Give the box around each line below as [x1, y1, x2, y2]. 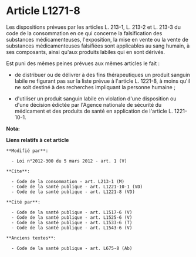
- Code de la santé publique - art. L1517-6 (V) [11, 209, 133, 215]
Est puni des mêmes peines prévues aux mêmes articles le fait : [6, 60, 160, 67]
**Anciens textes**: [6, 235, 57, 241]
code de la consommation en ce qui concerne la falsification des [6, 29, 163, 36]
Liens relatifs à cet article [6, 136, 69, 143]
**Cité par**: [6, 199, 41, 205]
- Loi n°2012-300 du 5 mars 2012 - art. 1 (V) [11, 158, 127, 164]
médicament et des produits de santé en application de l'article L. [14, 107, 173, 114]
